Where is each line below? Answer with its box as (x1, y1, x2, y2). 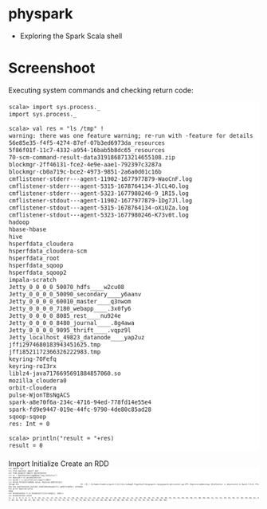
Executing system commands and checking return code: (8, 85, 194, 95)
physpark (8, 5, 73, 23)
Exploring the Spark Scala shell (19, 31, 123, 41)
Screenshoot (8, 59, 96, 77)
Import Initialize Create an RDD (8, 459, 109, 468)
